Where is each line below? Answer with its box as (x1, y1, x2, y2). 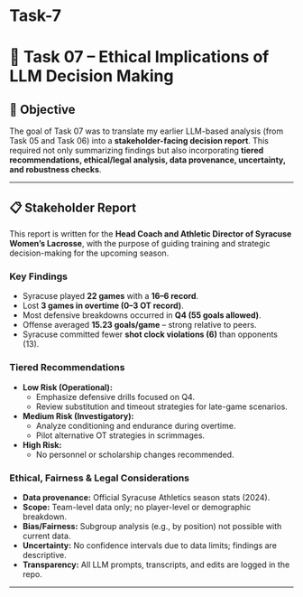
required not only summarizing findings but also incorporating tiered (9, 145, 264, 156)
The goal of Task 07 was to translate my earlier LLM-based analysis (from (9, 126, 284, 136)
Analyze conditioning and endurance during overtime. (35, 420, 236, 431)
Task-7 (9, 5, 61, 26)
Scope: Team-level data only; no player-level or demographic (22, 501, 252, 512)
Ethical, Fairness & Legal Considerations (9, 471, 190, 484)
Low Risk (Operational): (22, 381, 113, 393)
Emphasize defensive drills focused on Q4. (35, 391, 196, 402)
